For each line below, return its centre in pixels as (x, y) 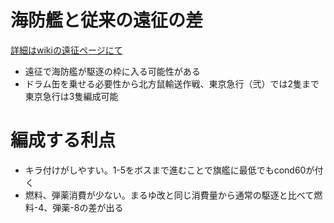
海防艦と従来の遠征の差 (107, 20)
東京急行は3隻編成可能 (71, 96)
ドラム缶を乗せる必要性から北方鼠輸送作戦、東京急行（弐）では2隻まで (172, 83)
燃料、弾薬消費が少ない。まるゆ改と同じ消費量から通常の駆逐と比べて (169, 195)
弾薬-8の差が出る (88, 207)
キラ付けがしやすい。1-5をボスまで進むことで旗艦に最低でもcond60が (169, 170)
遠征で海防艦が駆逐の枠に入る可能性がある (112, 71)
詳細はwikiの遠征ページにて (66, 50)
